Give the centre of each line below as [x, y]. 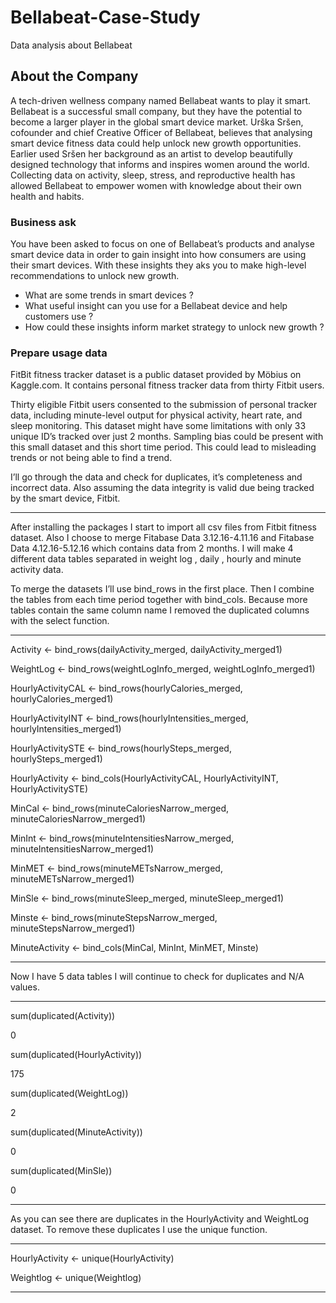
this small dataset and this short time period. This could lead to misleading [163, 447]
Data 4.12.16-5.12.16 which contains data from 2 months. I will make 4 [152, 548]
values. [25, 987]
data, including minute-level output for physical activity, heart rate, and [156, 415]
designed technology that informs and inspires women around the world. [160, 164]
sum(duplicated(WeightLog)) [69, 1093]
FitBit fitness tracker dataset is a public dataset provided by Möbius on [156, 375]
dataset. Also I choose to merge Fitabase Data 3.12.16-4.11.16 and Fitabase [162, 538]
